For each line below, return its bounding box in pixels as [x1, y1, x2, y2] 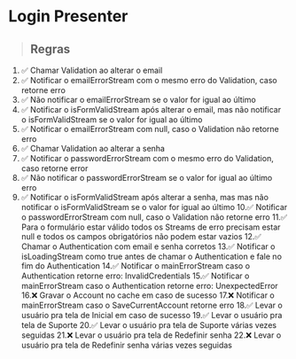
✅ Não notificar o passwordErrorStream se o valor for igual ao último [20, 173, 273, 183]
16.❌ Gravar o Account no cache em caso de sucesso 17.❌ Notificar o [20, 290, 276, 300]
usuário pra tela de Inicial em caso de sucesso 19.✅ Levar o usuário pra [20, 310, 283, 320]
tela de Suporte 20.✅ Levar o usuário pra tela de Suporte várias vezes [20, 320, 277, 330]
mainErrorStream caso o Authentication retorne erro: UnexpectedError [20, 281, 278, 291]
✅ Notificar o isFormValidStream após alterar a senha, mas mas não [20, 192, 269, 202]
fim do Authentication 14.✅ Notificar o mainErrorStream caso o [20, 261, 250, 271]
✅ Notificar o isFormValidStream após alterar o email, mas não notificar [20, 105, 281, 114]
